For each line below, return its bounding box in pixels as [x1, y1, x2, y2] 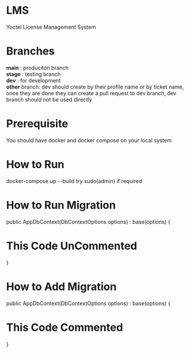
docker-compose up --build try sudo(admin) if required [6, 177, 142, 184]
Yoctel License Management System [6, 23, 96, 31]
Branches [6, 44, 55, 58]
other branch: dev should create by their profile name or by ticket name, [6, 83, 184, 90]
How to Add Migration [6, 279, 117, 293]
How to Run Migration [6, 198, 116, 212]
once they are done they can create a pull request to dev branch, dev [6, 89, 177, 96]
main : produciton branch [6, 64, 69, 71]
